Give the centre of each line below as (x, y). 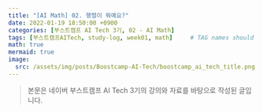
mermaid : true (31, 52)
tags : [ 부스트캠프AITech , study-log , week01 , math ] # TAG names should (131, 37)
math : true (26, 45)
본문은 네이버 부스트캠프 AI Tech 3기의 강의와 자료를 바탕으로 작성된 (132, 90)
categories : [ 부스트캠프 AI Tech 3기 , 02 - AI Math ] (91, 30)
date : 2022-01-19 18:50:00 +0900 (63, 23)
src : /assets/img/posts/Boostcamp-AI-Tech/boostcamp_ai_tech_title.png (135, 67)
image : (19, 60)
